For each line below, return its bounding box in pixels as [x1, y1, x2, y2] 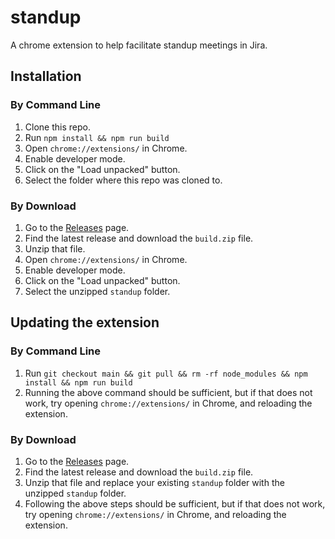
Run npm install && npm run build [24, 131, 170, 143]
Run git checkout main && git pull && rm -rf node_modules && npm [24, 367, 308, 379]
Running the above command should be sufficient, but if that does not [24, 386, 313, 398]
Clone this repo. [24, 121, 91, 133]
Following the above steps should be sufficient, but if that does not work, [24, 497, 326, 510]
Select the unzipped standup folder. [24, 285, 171, 297]
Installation [10, 68, 82, 85]
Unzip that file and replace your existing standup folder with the [24, 476, 285, 488]
